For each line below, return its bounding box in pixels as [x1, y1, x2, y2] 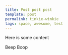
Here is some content [5, 35, 49, 41]
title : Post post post [5, 7, 52, 12]
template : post [5, 12, 37, 17]
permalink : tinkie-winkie [5, 16, 59, 21]
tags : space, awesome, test [5, 21, 64, 26]
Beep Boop [5, 44, 28, 50]
